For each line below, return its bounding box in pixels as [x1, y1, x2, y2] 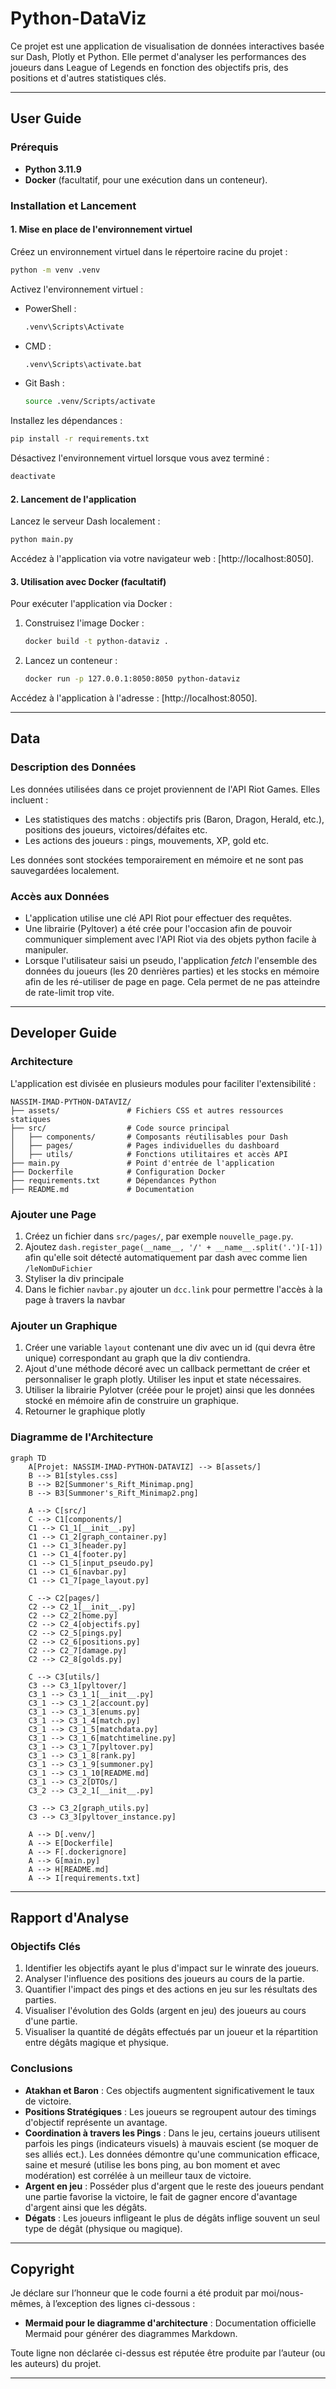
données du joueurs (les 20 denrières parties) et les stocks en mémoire [24, 965, 320, 977]
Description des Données [10, 760, 137, 774]
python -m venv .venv [10, 265, 101, 275]
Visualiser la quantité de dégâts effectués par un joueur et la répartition [24, 2026, 319, 2038]
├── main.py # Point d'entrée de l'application [10, 1158, 275, 1168]
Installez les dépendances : [10, 415, 123, 427]
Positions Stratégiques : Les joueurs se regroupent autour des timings [24, 2105, 317, 2117]
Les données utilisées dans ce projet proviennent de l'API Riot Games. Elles [10, 783, 321, 795]
